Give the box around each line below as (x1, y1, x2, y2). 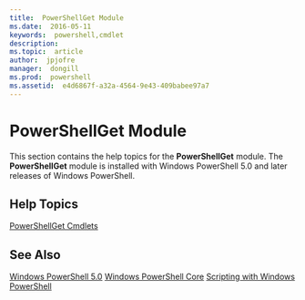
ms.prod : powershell (9, 73, 92, 82)
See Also (9, 247, 61, 263)
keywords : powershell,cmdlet (9, 30, 125, 39)
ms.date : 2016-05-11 (9, 22, 92, 31)
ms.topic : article (9, 47, 84, 57)
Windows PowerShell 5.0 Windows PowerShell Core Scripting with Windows (9, 271, 296, 283)
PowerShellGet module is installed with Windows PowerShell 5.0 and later (9, 160, 289, 171)
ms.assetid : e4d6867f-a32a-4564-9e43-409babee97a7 (9, 81, 209, 90)
